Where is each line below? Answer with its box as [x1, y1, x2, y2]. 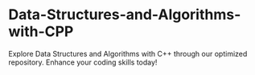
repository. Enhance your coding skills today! [8, 57, 158, 67]
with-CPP [8, 22, 74, 41]
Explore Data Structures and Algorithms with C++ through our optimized [8, 49, 248, 58]
